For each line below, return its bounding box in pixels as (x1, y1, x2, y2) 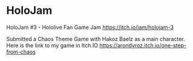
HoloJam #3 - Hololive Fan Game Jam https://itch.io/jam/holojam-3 (6, 24, 174, 31)
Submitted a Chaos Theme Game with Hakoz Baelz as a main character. (6, 35, 185, 42)
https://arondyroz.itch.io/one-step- (99, 42, 187, 49)
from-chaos (6, 48, 36, 55)
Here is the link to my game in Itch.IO (6, 42, 99, 49)
